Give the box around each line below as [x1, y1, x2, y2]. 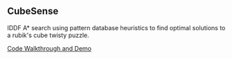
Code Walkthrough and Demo [7, 44, 92, 52]
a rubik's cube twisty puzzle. [7, 31, 90, 39]
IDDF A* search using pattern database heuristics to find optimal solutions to [7, 23, 226, 32]
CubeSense [7, 5, 59, 17]
